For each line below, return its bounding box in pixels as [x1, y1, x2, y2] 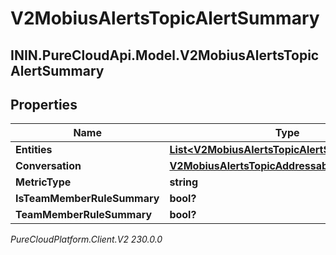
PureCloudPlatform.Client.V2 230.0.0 [10, 233, 163, 246]
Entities [15, 143, 53, 157]
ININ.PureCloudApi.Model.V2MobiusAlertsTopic [10, 47, 320, 64]
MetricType [15, 175, 72, 189]
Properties [10, 96, 78, 113]
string [169, 175, 199, 189]
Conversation [15, 159, 82, 173]
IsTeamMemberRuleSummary [15, 192, 160, 206]
